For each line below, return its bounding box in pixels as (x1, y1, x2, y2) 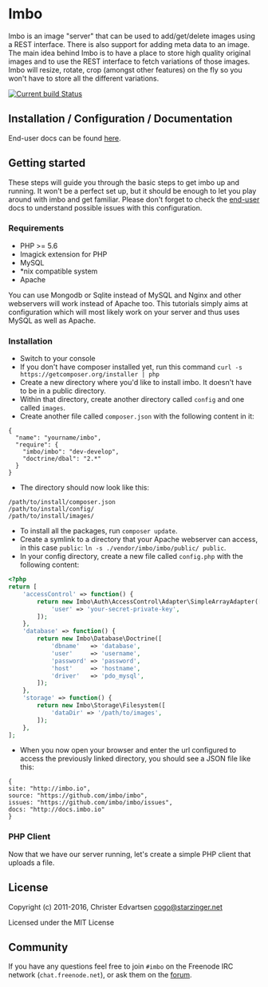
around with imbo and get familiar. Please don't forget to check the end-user (8, 195, 260, 204)
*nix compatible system (19, 266, 98, 276)
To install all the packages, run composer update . (19, 526, 178, 536)
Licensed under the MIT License (8, 918, 114, 927)
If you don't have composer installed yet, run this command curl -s (19, 362, 243, 372)
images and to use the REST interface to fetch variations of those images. (8, 57, 250, 66)
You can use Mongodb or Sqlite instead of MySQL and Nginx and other (8, 290, 242, 300)
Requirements (8, 222, 65, 234)
